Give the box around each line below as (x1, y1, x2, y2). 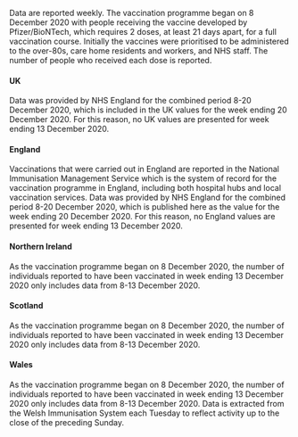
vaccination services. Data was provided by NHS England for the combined (9, 192, 286, 203)
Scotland (9, 301, 44, 311)
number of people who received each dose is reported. (9, 55, 212, 65)
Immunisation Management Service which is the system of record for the (9, 173, 277, 184)
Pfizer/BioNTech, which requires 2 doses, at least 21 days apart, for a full (9, 27, 277, 37)
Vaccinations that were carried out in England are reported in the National (9, 164, 279, 175)
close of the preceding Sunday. (9, 417, 125, 428)
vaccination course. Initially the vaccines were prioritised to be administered (9, 36, 289, 46)
